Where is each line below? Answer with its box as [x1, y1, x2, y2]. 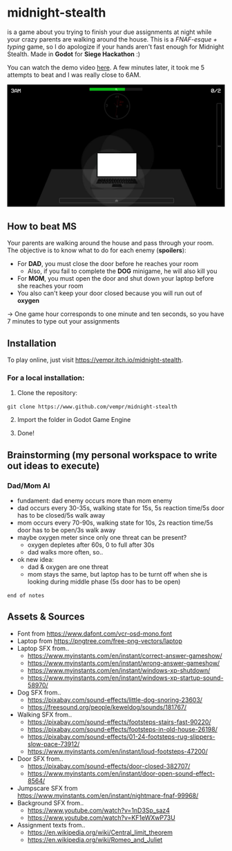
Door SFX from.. [17, 754, 64, 763]
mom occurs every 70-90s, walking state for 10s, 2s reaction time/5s [17, 518, 213, 527]
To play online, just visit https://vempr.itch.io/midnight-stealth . [7, 356, 184, 365]
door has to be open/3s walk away [17, 526, 116, 534]
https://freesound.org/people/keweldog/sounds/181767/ [27, 703, 187, 711]
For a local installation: [7, 373, 85, 383]
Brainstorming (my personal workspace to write [7, 449, 217, 461]
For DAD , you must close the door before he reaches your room [17, 260, 199, 268]
